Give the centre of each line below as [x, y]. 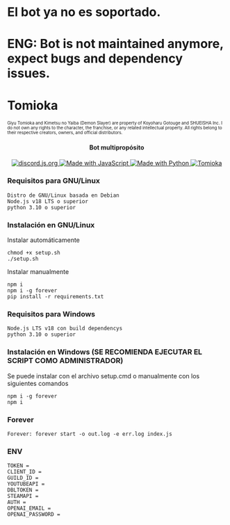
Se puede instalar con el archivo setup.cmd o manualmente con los [104, 375]
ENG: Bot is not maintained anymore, [115, 44]
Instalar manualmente [38, 272]
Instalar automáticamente [43, 240]
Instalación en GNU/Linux [51, 225]
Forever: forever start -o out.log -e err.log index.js [90, 434]
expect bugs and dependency [95, 59]
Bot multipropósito [117, 147]
